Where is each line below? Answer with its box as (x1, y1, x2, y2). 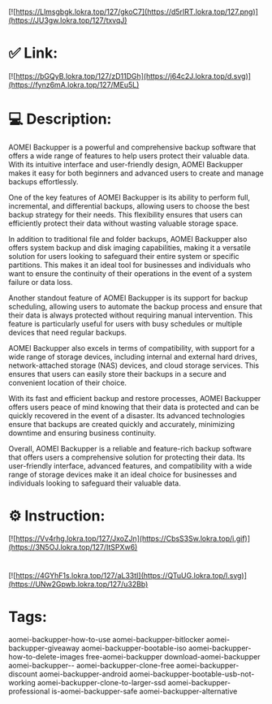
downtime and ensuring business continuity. (8, 428, 157, 438)
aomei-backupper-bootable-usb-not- (129, 669, 255, 679)
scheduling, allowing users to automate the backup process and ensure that (8, 301, 262, 311)
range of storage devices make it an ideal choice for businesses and (8, 469, 237, 479)
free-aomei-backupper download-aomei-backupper (85, 651, 261, 661)
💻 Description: (8, 110, 112, 128)
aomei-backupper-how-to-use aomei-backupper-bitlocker (8, 634, 205, 644)
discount (8, 669, 38, 679)
